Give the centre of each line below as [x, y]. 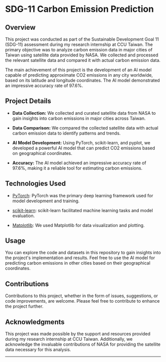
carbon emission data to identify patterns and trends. [66, 133]
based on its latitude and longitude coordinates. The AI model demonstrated [83, 80]
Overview [21, 27]
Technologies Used [35, 184]
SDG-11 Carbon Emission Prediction [80, 9]
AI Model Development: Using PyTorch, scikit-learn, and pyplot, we [81, 142]
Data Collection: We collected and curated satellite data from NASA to [84, 113]
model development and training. [46, 201]
